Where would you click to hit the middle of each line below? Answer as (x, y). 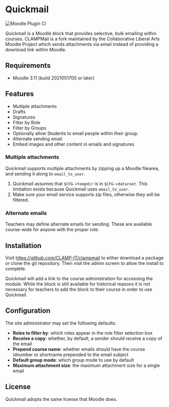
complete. (16, 268)
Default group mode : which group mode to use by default (73, 360)
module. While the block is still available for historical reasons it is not (78, 284)
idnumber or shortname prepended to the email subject (70, 355)
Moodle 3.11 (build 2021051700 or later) (54, 78)
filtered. (21, 200)
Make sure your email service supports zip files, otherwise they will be (86, 194)
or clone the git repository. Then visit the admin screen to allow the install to (84, 263)
